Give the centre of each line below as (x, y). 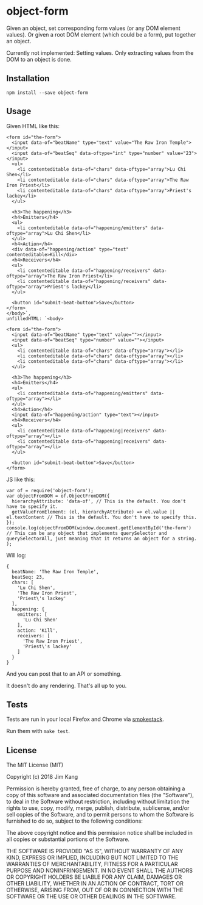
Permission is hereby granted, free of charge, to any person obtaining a (96, 789)
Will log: (16, 555)
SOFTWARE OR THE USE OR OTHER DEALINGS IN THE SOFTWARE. (91, 896)
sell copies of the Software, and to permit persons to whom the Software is (100, 815)
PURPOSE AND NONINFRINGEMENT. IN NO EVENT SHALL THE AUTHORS (100, 871)
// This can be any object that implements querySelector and (87, 533)
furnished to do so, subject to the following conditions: (74, 821)
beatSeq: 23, (28, 577)
